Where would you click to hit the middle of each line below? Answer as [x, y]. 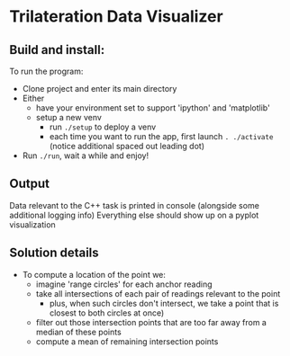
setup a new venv [68, 117]
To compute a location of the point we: [94, 274]
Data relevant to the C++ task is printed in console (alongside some [134, 205]
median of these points [78, 332]
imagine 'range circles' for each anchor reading [124, 284]
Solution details [54, 253]
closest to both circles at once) [107, 313]
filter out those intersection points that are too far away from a [151, 322]
